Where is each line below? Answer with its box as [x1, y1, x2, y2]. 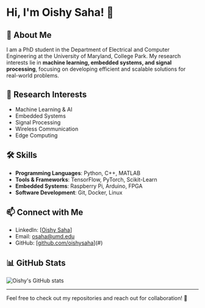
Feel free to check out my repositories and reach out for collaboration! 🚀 [6, 295, 188, 302]
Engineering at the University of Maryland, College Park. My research [6, 52, 181, 60]
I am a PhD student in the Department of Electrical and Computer [6, 46, 170, 53]
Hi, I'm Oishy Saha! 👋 [6, 5, 114, 20]
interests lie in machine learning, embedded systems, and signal [6, 59, 172, 66]
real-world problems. [6, 72, 59, 79]
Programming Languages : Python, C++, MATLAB [15, 169, 141, 176]
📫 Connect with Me [6, 207, 84, 218]
